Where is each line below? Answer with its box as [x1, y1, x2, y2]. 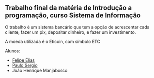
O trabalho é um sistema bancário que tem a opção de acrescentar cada [5, 24, 150, 30]
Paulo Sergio [12, 62, 38, 68]
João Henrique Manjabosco [12, 67, 68, 73]
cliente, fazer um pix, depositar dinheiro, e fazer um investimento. [5, 29, 136, 35]
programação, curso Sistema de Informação [5, 12, 141, 20]
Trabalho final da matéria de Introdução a [5, 4, 132, 12]
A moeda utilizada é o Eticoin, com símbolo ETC [5, 39, 101, 44]
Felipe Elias [12, 57, 35, 63]
